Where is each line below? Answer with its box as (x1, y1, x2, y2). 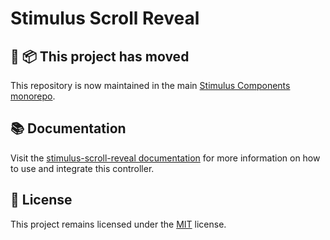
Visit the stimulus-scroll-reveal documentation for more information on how (10, 152, 321, 164)
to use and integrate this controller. (10, 162, 155, 174)
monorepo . (10, 90, 56, 102)
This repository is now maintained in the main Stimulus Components (10, 80, 291, 91)
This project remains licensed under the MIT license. (10, 218, 227, 230)
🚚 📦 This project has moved (10, 48, 190, 65)
